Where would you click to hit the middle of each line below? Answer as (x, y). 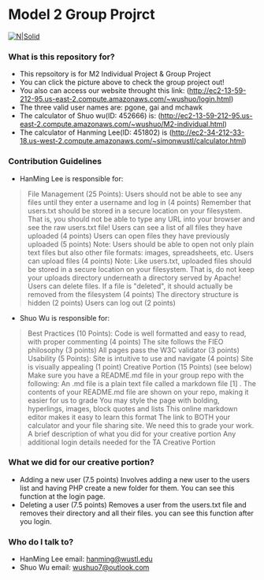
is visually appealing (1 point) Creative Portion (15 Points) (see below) (139, 366)
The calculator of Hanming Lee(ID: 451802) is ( (95, 132)
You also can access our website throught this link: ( (104, 91)
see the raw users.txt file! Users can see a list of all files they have (135, 227)
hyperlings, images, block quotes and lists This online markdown (132, 408)
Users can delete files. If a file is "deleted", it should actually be (130, 286)
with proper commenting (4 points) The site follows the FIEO (125, 341)
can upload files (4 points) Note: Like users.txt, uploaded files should (139, 261)
